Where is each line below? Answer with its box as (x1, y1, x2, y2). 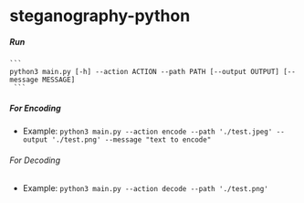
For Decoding (9, 155, 61, 166)
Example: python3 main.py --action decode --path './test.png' (22, 183, 269, 194)
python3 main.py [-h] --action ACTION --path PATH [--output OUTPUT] (9, 68, 280, 77)
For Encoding (9, 102, 61, 113)
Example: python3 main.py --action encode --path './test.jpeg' (22, 125, 273, 137)
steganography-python (9, 5, 191, 27)
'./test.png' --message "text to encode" (51, 135, 212, 144)
